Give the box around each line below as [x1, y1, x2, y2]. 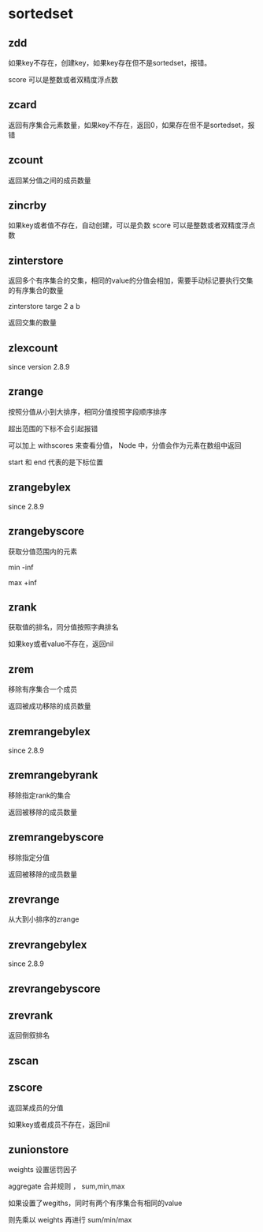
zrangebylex [8, 481, 71, 494]
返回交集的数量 [8, 317, 57, 328]
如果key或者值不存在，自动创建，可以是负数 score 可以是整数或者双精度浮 [8, 220, 249, 230]
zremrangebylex [8, 724, 91, 738]
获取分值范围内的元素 [8, 547, 77, 556]
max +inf [8, 577, 37, 587]
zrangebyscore [8, 524, 85, 538]
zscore [8, 1081, 43, 1095]
